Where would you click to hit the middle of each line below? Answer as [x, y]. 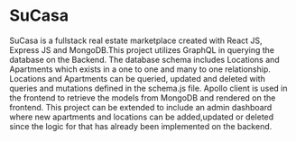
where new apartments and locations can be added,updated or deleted [142, 117]
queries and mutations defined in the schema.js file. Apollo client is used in [148, 88]
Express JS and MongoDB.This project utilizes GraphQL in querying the [142, 49]
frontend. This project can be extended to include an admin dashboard [141, 107]
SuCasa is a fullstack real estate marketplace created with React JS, [136, 40]
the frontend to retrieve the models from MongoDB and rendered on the [143, 97]
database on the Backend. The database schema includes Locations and [144, 59]
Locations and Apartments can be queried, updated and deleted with [138, 78]
